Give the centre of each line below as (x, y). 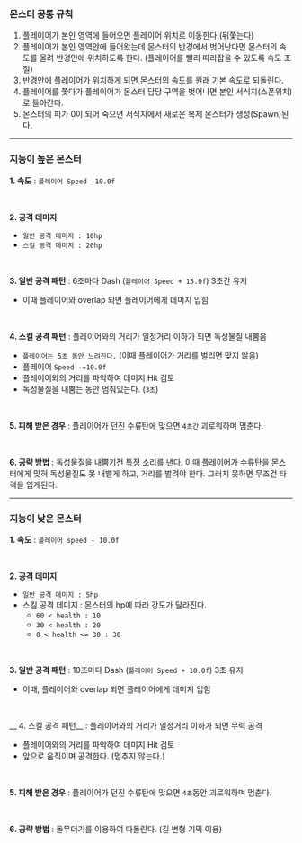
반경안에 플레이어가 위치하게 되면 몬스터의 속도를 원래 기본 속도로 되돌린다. (153, 80)
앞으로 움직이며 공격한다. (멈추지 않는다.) (93, 756)
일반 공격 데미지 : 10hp (62, 235)
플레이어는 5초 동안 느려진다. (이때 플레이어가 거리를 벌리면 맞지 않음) (140, 355)
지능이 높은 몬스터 (46, 159)
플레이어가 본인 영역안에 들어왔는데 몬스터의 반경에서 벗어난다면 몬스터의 (150, 47)
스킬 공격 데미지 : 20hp (62, 245)
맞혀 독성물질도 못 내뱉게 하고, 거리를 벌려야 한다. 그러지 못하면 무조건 (155, 473)
